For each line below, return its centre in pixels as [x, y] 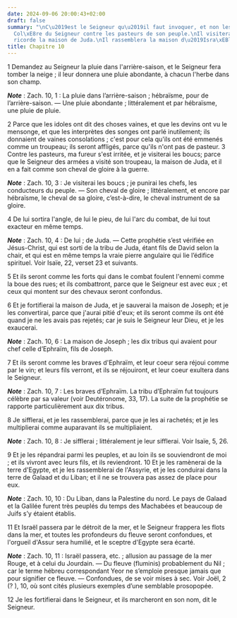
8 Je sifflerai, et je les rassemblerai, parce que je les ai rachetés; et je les [113, 420]
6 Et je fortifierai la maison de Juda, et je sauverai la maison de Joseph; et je [118, 305]
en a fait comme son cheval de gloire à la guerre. [78, 169]
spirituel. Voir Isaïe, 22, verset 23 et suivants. [73, 263]
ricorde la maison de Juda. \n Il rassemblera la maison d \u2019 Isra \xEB [121, 40]
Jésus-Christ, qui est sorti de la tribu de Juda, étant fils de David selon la [113, 248]
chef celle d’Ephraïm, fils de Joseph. [61, 349]
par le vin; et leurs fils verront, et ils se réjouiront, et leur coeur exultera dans [118, 370]
